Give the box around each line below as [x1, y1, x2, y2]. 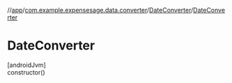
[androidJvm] [7, 61, 47, 69]
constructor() [7, 68, 45, 76]
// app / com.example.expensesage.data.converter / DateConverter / [7, 6, 194, 14]
